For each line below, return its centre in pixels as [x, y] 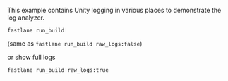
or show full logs [31, 57]
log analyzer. [26, 18]
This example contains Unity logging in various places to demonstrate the [114, 10]
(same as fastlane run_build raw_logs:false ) [75, 44]
